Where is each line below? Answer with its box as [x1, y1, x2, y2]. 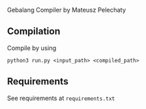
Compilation [7, 25, 60, 37]
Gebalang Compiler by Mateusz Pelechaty [7, 6, 126, 14]
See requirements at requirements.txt [7, 94, 115, 102]
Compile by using [7, 44, 57, 52]
